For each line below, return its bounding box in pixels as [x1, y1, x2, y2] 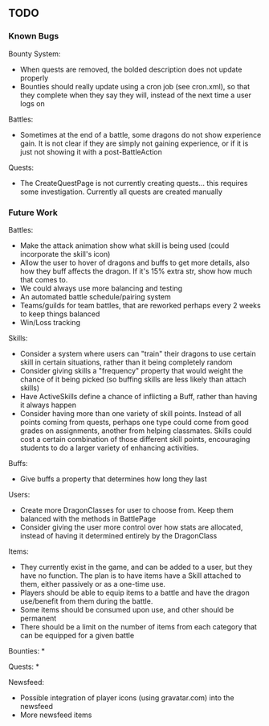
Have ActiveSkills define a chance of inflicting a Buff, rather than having [19, 391, 258, 401]
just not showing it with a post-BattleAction [19, 146, 163, 156]
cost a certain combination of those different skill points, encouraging [19, 434, 251, 443]
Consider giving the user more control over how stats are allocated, [19, 522, 243, 532]
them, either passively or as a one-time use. [19, 579, 166, 588]
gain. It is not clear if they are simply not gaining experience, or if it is [19, 138, 249, 148]
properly [19, 72, 49, 83]
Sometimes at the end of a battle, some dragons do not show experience [19, 130, 262, 139]
